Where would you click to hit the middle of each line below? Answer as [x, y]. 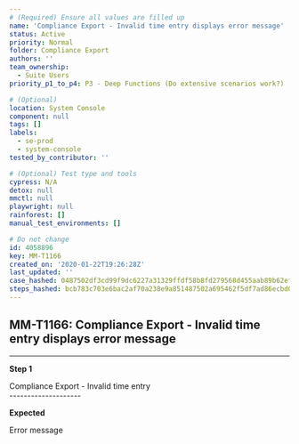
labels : [24, 133]
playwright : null [41, 207]
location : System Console [57, 108]
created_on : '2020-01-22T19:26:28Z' [77, 264]
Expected [28, 412]
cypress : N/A [33, 182]
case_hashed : [33, 281]
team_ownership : [39, 68]
